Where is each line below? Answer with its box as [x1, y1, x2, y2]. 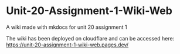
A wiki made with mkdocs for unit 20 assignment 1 [6, 23, 127, 31]
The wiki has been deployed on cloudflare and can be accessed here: [6, 35, 175, 42]
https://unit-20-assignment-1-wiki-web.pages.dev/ [6, 41, 129, 48]
